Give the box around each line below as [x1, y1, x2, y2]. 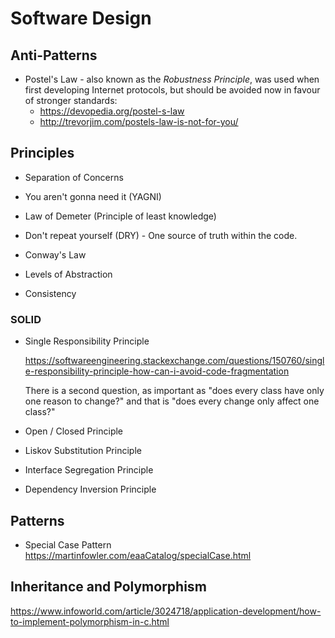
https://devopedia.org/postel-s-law [39, 105, 185, 117]
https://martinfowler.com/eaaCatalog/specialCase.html [24, 549, 252, 561]
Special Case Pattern [24, 538, 112, 551]
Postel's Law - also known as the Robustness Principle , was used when [24, 73, 320, 85]
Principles [10, 145, 75, 162]
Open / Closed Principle [24, 425, 124, 437]
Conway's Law [24, 248, 87, 261]
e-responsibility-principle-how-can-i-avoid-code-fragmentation [24, 365, 290, 377]
